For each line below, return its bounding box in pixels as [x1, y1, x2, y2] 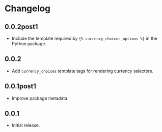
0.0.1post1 [4, 82, 36, 91]
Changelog [4, 3, 51, 14]
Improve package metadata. [11, 95, 69, 101]
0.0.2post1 [4, 23, 38, 31]
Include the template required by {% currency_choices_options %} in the [11, 35, 158, 41]
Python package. [11, 41, 47, 47]
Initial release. [11, 122, 40, 128]
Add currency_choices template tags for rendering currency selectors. [11, 68, 154, 74]
